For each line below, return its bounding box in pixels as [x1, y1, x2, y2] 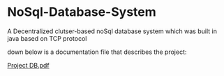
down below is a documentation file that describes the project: [7, 48, 187, 56]
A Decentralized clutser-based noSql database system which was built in [7, 27, 218, 35]
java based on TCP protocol [7, 34, 87, 42]
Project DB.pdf [7, 61, 50, 69]
